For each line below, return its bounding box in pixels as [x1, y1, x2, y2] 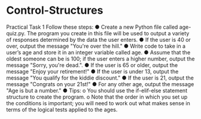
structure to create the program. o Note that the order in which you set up [6, 93, 188, 100]
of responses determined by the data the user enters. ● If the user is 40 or [6, 36, 191, 43]
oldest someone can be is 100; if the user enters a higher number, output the [6, 55, 195, 62]
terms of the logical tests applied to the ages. [6, 106, 118, 113]
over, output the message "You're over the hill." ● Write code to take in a [6, 42, 186, 50]
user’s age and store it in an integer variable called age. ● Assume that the [6, 48, 191, 56]
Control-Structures [6, 4, 103, 17]
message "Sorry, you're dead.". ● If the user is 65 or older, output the [6, 61, 178, 69]
